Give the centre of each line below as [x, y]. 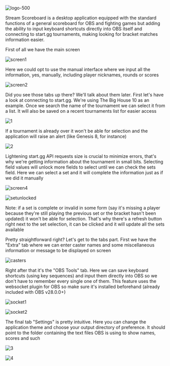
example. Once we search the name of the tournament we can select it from [85, 106]
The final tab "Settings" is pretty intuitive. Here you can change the [76, 322]
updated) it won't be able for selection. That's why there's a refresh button [84, 219]
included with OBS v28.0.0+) [35, 292]
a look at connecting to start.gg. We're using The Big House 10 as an [77, 100]
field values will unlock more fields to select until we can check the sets [80, 167]
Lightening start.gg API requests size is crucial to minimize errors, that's [81, 156]
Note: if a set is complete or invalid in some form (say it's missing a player [83, 208]
